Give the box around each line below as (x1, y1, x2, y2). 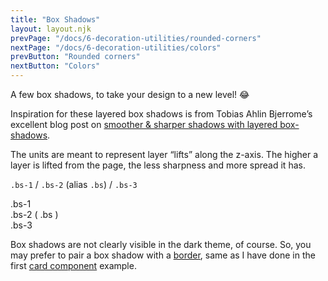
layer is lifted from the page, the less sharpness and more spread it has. (10, 159, 306, 171)
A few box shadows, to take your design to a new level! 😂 (10, 89, 250, 100)
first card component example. (10, 260, 137, 271)
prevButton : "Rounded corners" (10, 52, 141, 62)
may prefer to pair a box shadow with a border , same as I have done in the (10, 249, 316, 261)
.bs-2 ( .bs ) (10, 209, 59, 220)
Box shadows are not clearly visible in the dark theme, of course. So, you (10, 239, 312, 250)
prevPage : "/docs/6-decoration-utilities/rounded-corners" (10, 33, 262, 43)
